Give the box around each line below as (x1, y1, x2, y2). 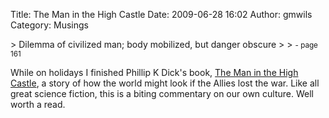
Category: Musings (10, 19, 89, 31)
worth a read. (10, 99, 66, 110)
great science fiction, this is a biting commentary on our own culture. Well (10, 88, 314, 99)
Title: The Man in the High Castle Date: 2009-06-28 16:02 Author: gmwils (10, 9, 313, 20)
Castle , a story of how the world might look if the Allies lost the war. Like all (10, 77, 320, 89)
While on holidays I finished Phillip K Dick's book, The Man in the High (10, 67, 299, 78)
